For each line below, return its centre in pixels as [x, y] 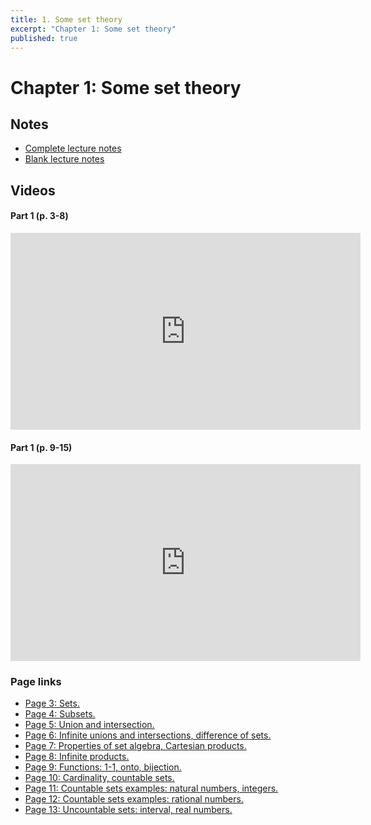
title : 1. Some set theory [66, 19]
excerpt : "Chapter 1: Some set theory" [93, 29]
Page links [36, 682]
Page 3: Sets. [52, 703]
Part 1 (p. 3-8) [39, 216]
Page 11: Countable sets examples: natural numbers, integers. [151, 788]
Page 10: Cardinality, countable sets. [99, 778]
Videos [33, 190]
